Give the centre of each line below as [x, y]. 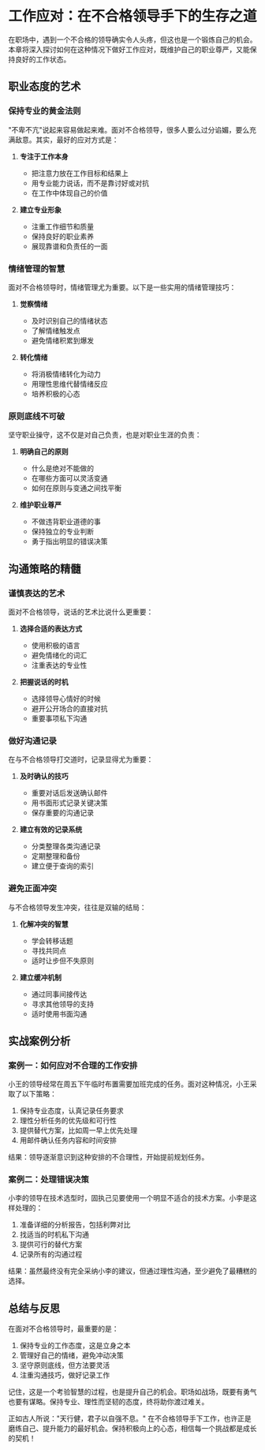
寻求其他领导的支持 [63, 1004]
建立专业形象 [40, 209]
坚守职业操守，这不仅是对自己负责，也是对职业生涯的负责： [105, 435]
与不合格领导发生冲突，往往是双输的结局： [77, 907]
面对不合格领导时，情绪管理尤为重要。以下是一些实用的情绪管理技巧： [122, 287]
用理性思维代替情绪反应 [69, 384]
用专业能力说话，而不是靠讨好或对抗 [90, 183]
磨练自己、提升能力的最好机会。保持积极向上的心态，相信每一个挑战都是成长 [132, 1429]
